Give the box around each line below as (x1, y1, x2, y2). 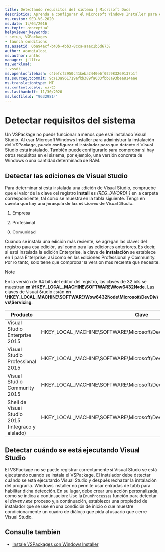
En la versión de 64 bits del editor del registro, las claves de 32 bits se (5, 279, 147, 284)
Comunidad (12, 229, 36, 235)
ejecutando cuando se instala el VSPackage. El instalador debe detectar (5, 472, 151, 478)
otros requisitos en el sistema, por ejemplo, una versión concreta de (5, 152, 143, 158)
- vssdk (5, 67, 21, 72)
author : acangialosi (5, 48, 48, 53)
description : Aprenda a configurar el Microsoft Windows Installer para (5, 12, 157, 17)
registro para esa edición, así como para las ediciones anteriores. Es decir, (5, 244, 156, 250)
